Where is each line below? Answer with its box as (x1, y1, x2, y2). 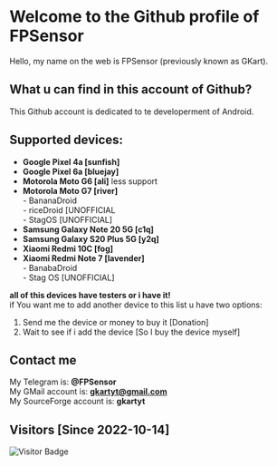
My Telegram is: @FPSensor (9, 376, 117, 387)
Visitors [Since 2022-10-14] (9, 422, 170, 437)
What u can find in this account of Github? (9, 82, 253, 97)
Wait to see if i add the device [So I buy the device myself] (22, 326, 241, 337)
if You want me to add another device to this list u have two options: (9, 299, 263, 310)
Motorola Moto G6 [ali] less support (22, 175, 158, 187)
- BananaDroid (22, 195, 77, 206)
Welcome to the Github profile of (9, 6, 260, 27)
